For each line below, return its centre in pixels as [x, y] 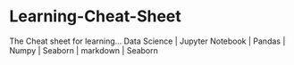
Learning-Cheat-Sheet [95, 16]
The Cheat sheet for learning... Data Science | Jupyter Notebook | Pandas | [147, 41]
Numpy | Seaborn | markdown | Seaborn [84, 50]
